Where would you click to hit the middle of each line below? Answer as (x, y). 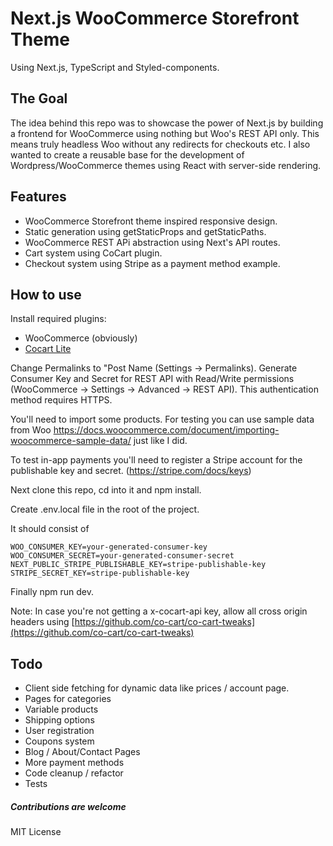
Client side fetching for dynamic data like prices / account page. (157, 688)
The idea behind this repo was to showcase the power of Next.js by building (167, 123)
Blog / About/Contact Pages (82, 752)
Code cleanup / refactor (74, 773)
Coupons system (59, 741)
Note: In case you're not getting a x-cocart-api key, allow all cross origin (159, 611)
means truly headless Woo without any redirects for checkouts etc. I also (160, 144)
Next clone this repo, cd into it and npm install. (106, 490)
